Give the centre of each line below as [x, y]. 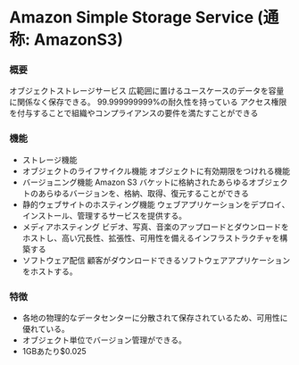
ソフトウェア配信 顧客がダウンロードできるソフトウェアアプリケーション [156, 260]
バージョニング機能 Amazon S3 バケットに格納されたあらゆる [135, 182]
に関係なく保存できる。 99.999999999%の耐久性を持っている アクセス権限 [148, 102]
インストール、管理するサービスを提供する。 [104, 215]
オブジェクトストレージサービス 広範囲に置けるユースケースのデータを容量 [147, 91]
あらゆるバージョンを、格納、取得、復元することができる [144, 193]
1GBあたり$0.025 [54, 352]
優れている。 [46, 329]
